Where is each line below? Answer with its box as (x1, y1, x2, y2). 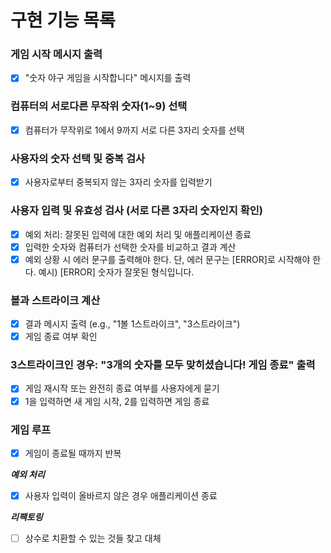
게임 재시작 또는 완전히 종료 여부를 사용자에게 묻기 (24, 382, 220, 395)
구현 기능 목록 (10, 9, 116, 32)
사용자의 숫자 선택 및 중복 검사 (10, 151, 146, 165)
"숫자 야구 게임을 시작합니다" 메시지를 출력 (24, 72, 192, 84)
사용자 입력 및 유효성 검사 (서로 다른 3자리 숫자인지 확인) (10, 204, 263, 218)
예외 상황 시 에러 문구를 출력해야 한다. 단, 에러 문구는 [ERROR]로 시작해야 (24, 253, 311, 265)
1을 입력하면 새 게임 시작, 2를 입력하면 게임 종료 (24, 395, 210, 407)
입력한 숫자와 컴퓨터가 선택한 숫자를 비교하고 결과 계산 (24, 241, 237, 253)
